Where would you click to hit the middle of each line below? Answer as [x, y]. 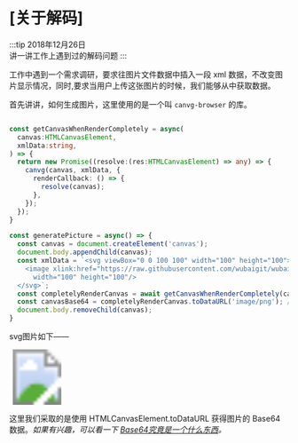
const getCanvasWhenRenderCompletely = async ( [97, 129]
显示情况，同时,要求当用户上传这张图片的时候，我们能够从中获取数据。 [146, 85]
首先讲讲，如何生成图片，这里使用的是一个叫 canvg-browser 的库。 [130, 104]
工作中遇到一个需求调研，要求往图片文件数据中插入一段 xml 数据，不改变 [142, 74]
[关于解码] [47, 18]
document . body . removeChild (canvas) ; [85, 310]
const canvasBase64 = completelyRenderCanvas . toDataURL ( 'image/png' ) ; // [156, 302]
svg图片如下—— [39, 336]
